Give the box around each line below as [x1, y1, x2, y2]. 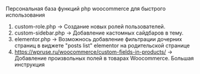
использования [5, 11, 46, 18]
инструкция [14, 61, 45, 68]
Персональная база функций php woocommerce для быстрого [5, 5, 166, 12]
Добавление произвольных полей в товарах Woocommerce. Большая [14, 55, 194, 61]
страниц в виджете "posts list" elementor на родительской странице [14, 42, 190, 49]
